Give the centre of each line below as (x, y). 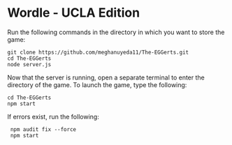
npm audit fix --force (43, 129)
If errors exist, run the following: (53, 116)
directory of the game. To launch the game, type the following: (97, 84)
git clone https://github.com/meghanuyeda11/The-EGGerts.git (98, 52)
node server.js (29, 64)
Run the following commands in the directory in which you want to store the (116, 32)
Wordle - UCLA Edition (74, 13)
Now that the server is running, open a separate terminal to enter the (106, 77)
